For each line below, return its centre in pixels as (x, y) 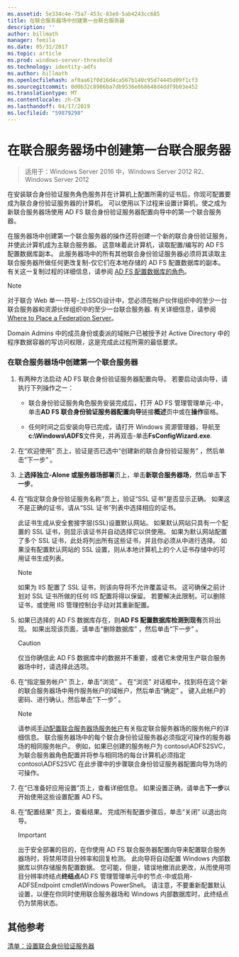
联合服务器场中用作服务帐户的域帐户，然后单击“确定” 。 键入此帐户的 (125, 691)
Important (32, 835)
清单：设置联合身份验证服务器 (51, 946)
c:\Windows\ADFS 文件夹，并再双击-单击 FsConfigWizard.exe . (120, 436)
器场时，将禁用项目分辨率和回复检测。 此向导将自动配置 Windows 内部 (121, 858)
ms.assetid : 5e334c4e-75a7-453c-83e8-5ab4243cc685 (84, 14)
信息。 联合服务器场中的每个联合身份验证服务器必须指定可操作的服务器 (127, 737)
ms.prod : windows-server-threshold (60, 60)
